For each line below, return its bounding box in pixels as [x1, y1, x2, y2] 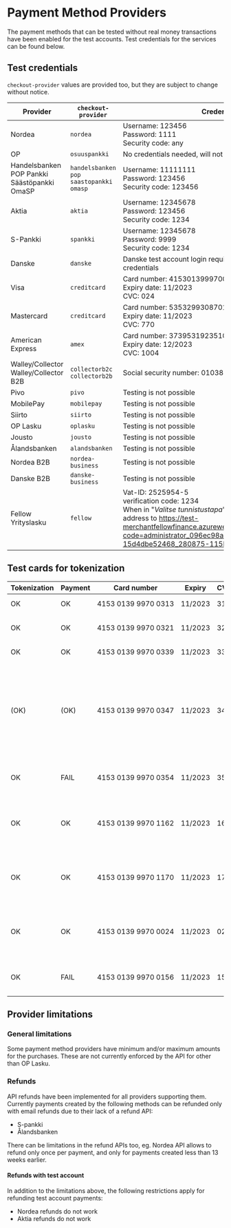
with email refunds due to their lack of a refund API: [7, 1107, 153, 1115]
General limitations [7, 1029, 72, 1039]
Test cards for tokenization [7, 562, 125, 574]
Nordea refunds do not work [16, 1207, 98, 1216]
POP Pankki [10, 169, 49, 178]
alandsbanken [69, 444, 113, 452]
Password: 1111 [122, 129, 177, 139]
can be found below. [7, 42, 65, 50]
